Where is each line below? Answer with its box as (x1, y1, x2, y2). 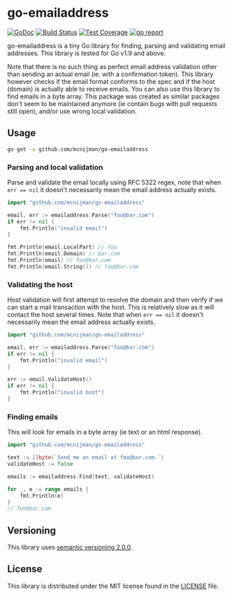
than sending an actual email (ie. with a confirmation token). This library (7, 70, 214, 78)
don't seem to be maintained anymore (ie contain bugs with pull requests (7, 99, 218, 108)
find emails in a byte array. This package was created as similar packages (7, 92, 220, 101)
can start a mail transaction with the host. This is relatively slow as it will (7, 303, 215, 311)
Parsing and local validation (7, 162, 103, 172)
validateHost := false (7, 461, 73, 468)
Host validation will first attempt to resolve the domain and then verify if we (7, 295, 224, 304)
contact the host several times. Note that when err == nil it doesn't (7, 311, 204, 319)
